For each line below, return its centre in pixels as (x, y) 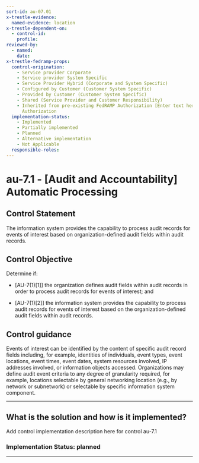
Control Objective (39, 259)
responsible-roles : (36, 150)
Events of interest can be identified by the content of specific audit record (96, 349)
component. (21, 393)
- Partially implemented (47, 128)
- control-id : (29, 34)
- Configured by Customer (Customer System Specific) (84, 89)
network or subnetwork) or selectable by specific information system (90, 386)
